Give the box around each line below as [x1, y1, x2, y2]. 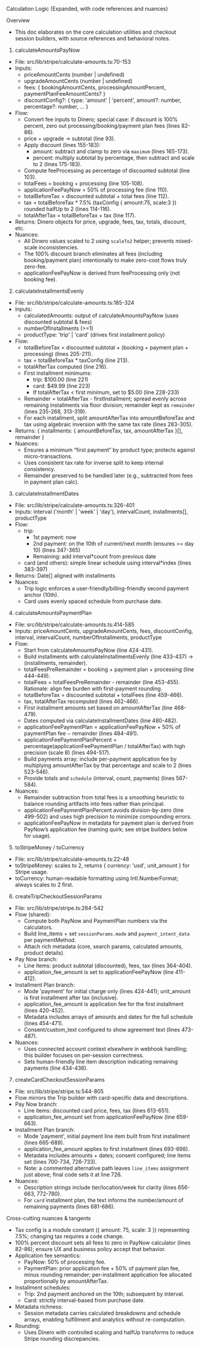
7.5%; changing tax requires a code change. [14, 1233, 124, 1240]
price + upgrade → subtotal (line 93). [23, 135, 116, 142]
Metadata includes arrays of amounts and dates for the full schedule [23, 1013, 193, 1020]
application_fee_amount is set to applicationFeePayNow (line [23, 969, 174, 975]
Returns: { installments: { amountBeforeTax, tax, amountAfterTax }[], [14, 427, 183, 434]
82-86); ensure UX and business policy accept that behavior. [14, 1246, 166, 1252]
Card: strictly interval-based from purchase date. [23, 1297, 145, 1303]
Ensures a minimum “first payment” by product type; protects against [23, 446, 196, 454]
